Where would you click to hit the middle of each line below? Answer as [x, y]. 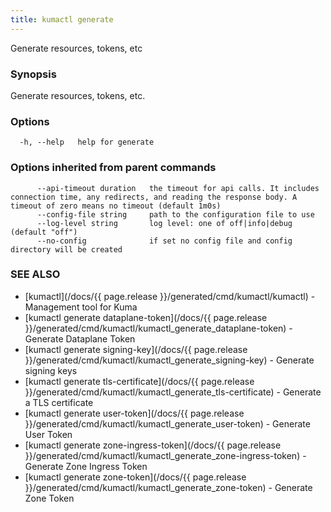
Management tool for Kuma [81, 307]
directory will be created [66, 249]
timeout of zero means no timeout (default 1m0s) [116, 206]
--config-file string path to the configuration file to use [175, 214]
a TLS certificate [59, 402]
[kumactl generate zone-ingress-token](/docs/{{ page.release [153, 445]
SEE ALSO [35, 274]
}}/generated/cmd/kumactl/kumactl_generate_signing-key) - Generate [169, 360]
